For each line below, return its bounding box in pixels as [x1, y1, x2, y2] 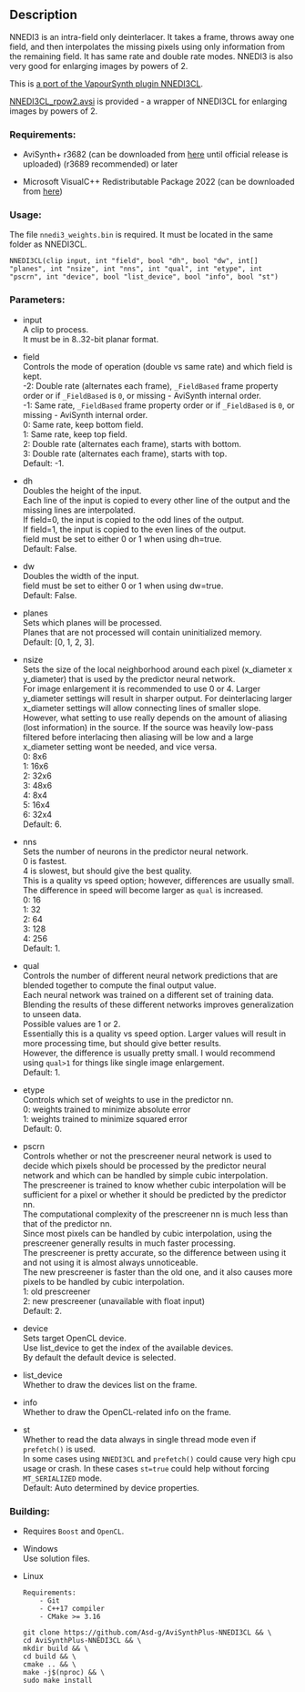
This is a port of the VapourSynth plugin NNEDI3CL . [9, 77, 203, 89]
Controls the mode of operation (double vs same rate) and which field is [22, 361, 293, 372]
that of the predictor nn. [22, 1218, 112, 1228]
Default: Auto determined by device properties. [22, 1482, 200, 1493]
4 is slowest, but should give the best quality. [22, 865, 193, 876]
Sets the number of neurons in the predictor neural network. [22, 846, 249, 857]
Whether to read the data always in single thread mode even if [22, 1433, 257, 1444]
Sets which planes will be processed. [22, 617, 162, 627]
